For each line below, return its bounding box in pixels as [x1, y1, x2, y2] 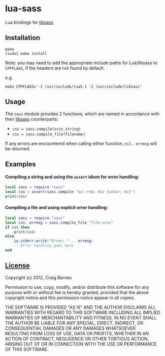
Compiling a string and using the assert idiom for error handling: [5, 174, 139, 179]
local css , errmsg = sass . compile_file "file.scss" [5, 220, 113, 225]
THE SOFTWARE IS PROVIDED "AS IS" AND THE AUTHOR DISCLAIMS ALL [5, 304, 156, 310]
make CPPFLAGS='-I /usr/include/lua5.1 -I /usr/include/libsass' [5, 84, 142, 89]
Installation [5, 34, 40, 42]
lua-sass [5, 3, 42, 14]
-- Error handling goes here [14, 243, 74, 248]
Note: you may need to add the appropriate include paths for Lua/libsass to [5, 60, 158, 66]
